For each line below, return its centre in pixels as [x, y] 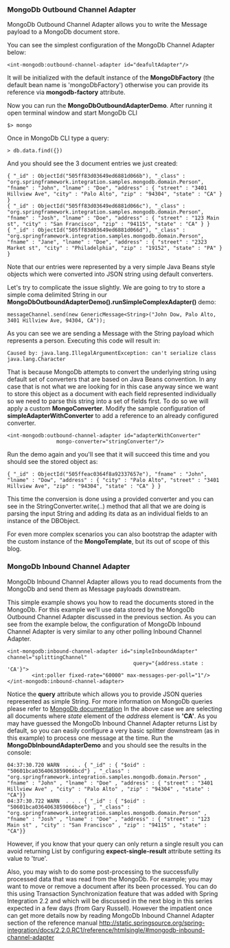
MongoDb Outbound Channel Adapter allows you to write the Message [107, 25]
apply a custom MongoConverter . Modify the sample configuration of [106, 408]
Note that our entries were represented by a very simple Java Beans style [111, 267]
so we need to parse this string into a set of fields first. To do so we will [108, 401]
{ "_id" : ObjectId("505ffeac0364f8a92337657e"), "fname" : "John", [107, 474]
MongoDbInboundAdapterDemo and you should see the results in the [107, 745]
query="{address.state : [169, 663]
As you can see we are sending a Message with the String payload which [111, 334]
